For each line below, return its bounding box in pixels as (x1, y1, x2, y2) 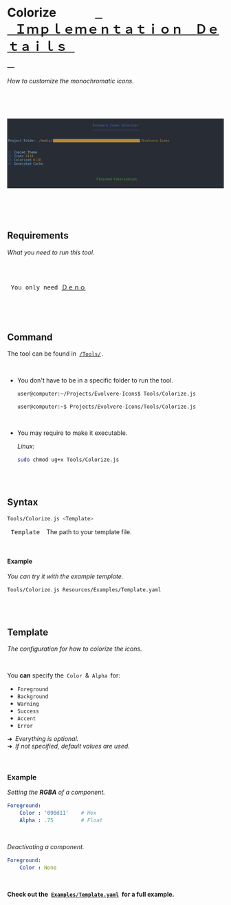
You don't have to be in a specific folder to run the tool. (16, 376, 173, 385)
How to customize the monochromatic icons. (7, 77, 134, 85)
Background (16, 693, 49, 700)
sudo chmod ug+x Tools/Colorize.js (16, 456, 120, 463)
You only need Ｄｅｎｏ (10, 283, 86, 291)
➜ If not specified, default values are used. (7, 742, 131, 750)
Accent (16, 715, 36, 722)
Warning (16, 700, 39, 707)
